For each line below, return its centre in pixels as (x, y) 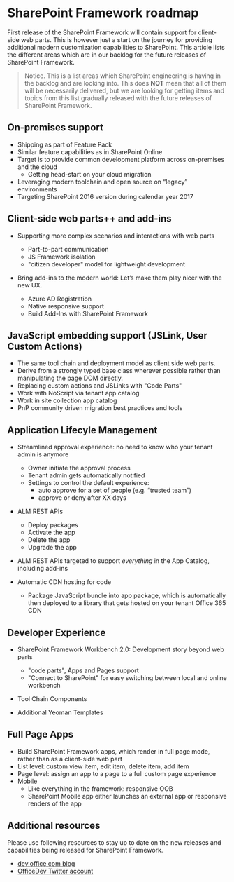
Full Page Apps (41, 734)
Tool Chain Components (52, 699)
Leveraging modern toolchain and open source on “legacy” (102, 182)
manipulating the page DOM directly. (70, 378)
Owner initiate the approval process (79, 468)
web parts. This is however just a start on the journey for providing (116, 39)
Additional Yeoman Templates (60, 712)
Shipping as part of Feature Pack (65, 144)
